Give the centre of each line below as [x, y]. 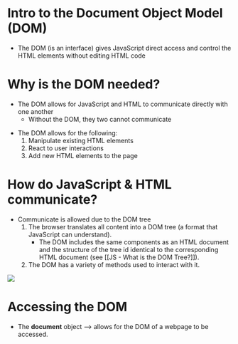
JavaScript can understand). [70, 234]
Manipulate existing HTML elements [81, 140]
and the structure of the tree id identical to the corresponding [129, 249]
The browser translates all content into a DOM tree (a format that [123, 226]
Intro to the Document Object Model [115, 13]
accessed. [33, 334]
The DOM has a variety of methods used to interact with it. [114, 264]
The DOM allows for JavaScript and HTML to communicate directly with [123, 104]
